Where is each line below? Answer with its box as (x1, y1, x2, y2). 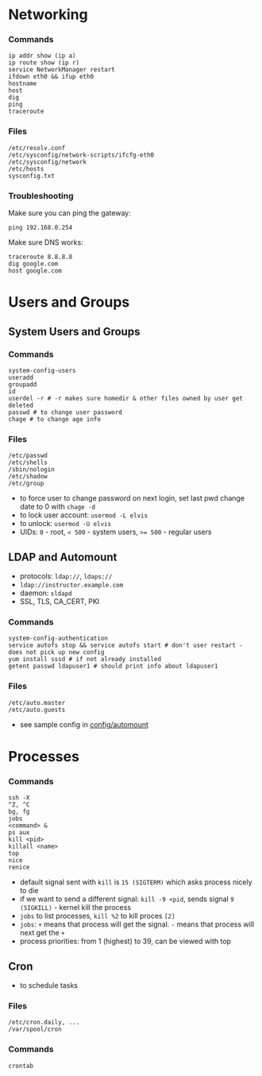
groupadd (8, 380, 37, 389)
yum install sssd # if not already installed (8, 656, 161, 664)
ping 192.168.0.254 (8, 224, 73, 232)
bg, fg (8, 808, 30, 816)
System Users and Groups (8, 324, 141, 339)
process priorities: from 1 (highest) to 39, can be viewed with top (19, 936, 232, 946)
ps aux (8, 829, 30, 837)
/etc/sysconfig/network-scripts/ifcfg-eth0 (8, 151, 155, 159)
